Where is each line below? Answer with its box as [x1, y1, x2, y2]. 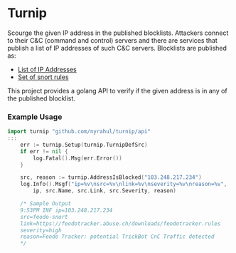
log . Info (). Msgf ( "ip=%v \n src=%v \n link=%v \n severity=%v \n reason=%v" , [20, 180, 227, 188]
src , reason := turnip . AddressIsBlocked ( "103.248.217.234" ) [20, 174, 202, 181]
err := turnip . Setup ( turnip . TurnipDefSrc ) [20, 141, 148, 148]
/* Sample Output [20, 200, 72, 207]
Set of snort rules [17, 73, 69, 81]
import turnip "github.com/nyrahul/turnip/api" [7, 128, 151, 135]
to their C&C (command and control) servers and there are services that [7, 36, 218, 44]
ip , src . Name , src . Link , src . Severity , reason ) [33, 187, 176, 195]
